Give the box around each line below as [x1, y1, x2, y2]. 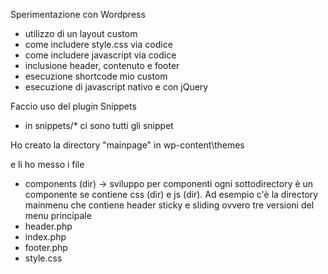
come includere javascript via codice [24, 49, 177, 61]
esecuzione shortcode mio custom [24, 70, 168, 82]
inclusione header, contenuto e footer [24, 60, 180, 71]
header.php [24, 220, 73, 232]
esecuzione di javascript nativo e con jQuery [24, 81, 209, 93]
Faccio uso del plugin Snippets [10, 100, 137, 112]
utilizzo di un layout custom [24, 28, 138, 39]
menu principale [24, 210, 92, 221]
